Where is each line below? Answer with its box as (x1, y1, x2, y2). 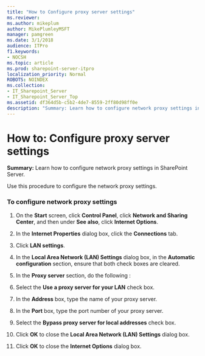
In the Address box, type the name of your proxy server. (15, 295, 158, 302)
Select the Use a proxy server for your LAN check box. (15, 284, 155, 291)
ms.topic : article (7, 60, 54, 66)
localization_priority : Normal (7, 71, 86, 77)
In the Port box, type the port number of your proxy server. (15, 307, 164, 314)
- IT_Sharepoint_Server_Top (7, 94, 78, 100)
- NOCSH (7, 54, 27, 60)
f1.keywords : (7, 49, 40, 55)
